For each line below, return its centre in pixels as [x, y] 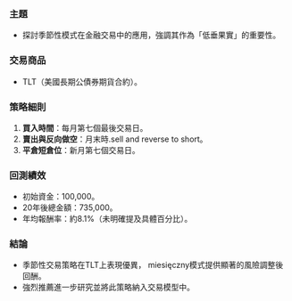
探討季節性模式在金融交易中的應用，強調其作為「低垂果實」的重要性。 [151, 35]
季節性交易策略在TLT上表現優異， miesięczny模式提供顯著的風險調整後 [153, 265]
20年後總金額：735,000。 [70, 207]
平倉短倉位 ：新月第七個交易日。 [81, 150]
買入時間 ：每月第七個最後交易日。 [85, 127]
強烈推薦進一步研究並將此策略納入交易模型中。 [108, 288]
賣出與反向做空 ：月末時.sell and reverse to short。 [115, 139]
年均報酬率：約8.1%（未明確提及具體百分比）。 [107, 219]
